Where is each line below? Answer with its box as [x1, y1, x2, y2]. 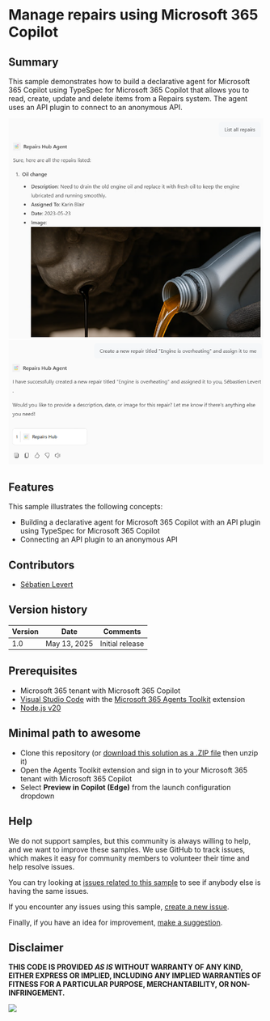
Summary [8, 55, 59, 69]
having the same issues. [8, 886, 89, 896]
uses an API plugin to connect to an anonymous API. [8, 103, 184, 112]
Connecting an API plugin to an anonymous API [19, 534, 178, 544]
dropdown [19, 791, 55, 801]
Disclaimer [8, 941, 64, 955]
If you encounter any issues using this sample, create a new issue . [8, 901, 230, 912]
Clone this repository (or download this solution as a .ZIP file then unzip [19, 747, 259, 758]
